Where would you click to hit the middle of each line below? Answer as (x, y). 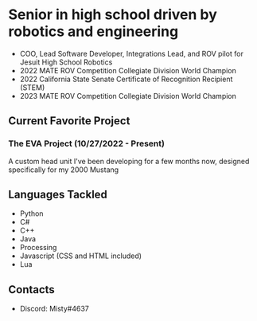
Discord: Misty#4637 (54, 309)
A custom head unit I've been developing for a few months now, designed (129, 161)
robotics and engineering (93, 31)
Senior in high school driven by (113, 15)
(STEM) (32, 87)
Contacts (32, 290)
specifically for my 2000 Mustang (64, 170)
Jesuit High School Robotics (66, 62)
